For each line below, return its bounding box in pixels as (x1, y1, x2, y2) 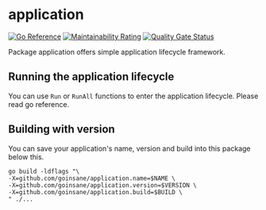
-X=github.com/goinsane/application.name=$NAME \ (8, 174, 176, 182)
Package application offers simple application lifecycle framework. (8, 47, 226, 56)
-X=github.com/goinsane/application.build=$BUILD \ (8, 188, 183, 196)
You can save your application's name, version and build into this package (8, 143, 252, 153)
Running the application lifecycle (8, 70, 175, 84)
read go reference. (8, 99, 70, 109)
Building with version (8, 123, 115, 136)
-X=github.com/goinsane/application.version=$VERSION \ (8, 181, 197, 189)
